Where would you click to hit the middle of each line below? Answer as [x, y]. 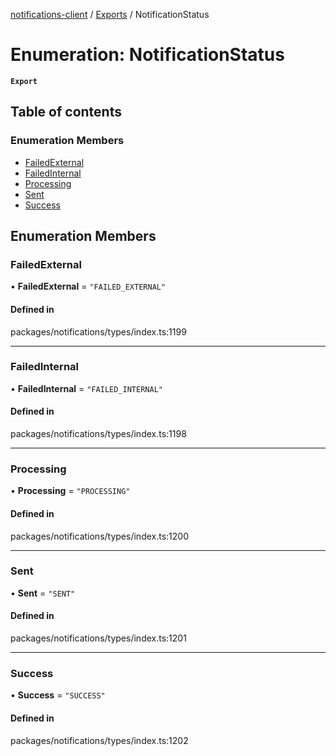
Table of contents [66, 112]
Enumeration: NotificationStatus [147, 55]
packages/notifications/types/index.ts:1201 [98, 638]
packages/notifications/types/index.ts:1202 [99, 740]
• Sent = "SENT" [43, 593]
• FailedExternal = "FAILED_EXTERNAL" [88, 286]
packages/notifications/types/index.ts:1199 [98, 331]
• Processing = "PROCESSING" [70, 491]
